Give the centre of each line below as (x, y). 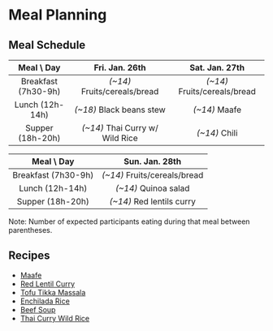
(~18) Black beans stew (120, 110)
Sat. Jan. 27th (217, 68)
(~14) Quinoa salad (152, 188)
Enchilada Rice (45, 301)
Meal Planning (58, 15)
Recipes (29, 256)
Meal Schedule (47, 45)
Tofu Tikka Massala (53, 292)
